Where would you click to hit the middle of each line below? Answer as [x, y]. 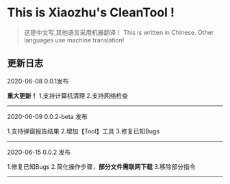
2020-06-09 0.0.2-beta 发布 [47, 116]
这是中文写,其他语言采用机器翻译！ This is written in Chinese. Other [119, 32]
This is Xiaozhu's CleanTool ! [91, 13]
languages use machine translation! [74, 40]
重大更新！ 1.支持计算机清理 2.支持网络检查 [68, 95]
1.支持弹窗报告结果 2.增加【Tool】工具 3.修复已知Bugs [84, 131]
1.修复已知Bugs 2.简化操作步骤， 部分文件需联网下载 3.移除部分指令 [101, 166]
